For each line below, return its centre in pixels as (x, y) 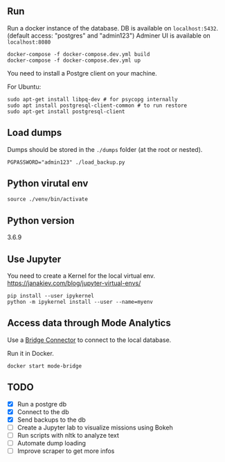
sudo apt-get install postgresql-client (66, 111)
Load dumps (35, 133)
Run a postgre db (42, 404)
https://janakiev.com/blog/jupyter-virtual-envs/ (74, 283)
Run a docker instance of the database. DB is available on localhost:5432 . (113, 28)
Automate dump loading (52, 443)
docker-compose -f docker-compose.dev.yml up (74, 60)
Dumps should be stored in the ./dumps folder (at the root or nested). (105, 149)
